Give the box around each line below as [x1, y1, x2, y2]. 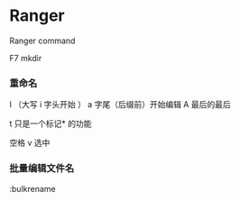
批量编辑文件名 [9, 162, 75, 175]
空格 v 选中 [9, 137, 51, 149]
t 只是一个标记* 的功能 [9, 118, 92, 129]
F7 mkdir [9, 52, 42, 63]
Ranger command [9, 35, 76, 46]
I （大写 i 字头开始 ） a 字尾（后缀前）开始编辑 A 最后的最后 [9, 99, 232, 110]
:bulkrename [9, 183, 56, 194]
